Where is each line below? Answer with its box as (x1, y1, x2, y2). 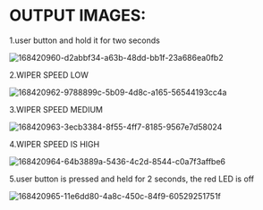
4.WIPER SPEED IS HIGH (9, 139, 100, 149)
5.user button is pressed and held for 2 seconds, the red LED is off (9, 173, 255, 184)
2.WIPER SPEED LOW (9, 69, 89, 80)
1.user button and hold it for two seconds (9, 35, 161, 46)
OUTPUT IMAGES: (9, 5, 147, 26)
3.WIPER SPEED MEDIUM (9, 104, 104, 114)
